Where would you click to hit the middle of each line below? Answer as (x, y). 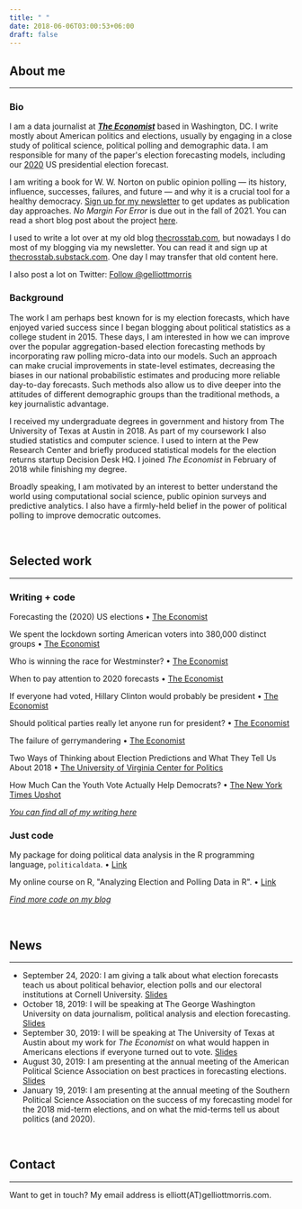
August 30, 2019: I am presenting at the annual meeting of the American (155, 1061)
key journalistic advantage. (59, 404)
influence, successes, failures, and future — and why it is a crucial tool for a (150, 192)
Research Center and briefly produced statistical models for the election (143, 450)
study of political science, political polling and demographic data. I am (139, 146)
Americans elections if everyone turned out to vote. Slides (130, 1052)
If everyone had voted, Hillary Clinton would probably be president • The (144, 695)
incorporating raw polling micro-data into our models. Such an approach (143, 356)
